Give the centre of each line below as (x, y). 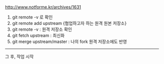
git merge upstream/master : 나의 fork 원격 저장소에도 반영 (69, 42)
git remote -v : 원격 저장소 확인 (42, 29)
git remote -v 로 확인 (32, 17)
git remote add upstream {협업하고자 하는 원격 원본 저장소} (69, 23)
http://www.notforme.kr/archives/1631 (43, 7)
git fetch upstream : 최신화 (38, 35)
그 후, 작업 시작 (20, 56)
